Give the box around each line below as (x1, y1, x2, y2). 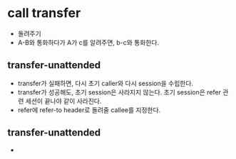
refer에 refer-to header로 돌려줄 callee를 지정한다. (17, 105, 161, 114)
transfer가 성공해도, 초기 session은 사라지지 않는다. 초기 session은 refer (17, 87, 221, 97)
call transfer (7, 5, 81, 21)
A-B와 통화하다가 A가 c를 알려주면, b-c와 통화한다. (17, 38, 159, 47)
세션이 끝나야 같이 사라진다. (25, 97, 102, 105)
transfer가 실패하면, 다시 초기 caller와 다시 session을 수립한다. (17, 79, 194, 87)
